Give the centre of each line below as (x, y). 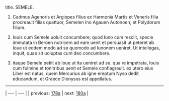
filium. (19, 27)
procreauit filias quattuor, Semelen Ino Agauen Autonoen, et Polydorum (86, 22)
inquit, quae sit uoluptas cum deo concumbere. (61, 53)
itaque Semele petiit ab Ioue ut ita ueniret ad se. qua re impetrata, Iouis (86, 63)
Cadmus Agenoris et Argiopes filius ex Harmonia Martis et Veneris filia (85, 17)
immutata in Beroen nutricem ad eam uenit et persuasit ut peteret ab (83, 42)
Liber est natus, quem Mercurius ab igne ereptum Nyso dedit (76, 73)
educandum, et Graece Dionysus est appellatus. (62, 79)
